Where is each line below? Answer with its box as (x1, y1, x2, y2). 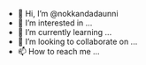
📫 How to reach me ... (17, 47, 100, 56)
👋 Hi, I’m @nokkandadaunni (17, 9, 119, 18)
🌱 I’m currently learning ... (17, 27, 112, 37)
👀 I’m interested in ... (17, 18, 93, 28)
